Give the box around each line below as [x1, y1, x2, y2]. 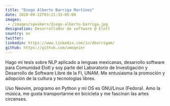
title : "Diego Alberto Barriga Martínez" [5, 7, 95, 13]
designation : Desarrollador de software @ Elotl [5, 26, 110, 31]
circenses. [5, 96, 27, 102]
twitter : [5, 36, 24, 41]
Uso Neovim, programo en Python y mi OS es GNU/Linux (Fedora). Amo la [5, 85, 160, 91]
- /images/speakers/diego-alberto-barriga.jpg [7, 21, 108, 27]
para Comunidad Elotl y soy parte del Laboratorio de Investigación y [5, 64, 148, 70]
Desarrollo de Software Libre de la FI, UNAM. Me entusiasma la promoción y [5, 69, 165, 76]
